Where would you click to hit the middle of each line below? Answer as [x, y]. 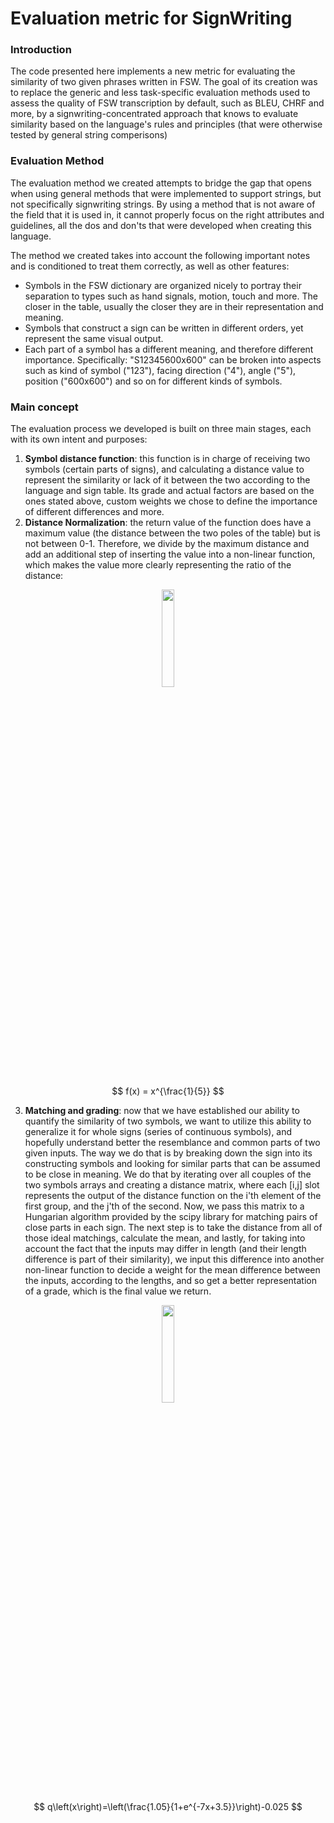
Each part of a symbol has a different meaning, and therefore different [169, 349]
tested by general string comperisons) [89, 135]
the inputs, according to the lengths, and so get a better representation [170, 1281]
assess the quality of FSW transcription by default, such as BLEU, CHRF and [167, 103]
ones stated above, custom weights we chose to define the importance [171, 501]
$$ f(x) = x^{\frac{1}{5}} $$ [168, 1091]
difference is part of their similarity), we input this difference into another [174, 1259]
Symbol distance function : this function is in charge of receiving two [167, 459]
